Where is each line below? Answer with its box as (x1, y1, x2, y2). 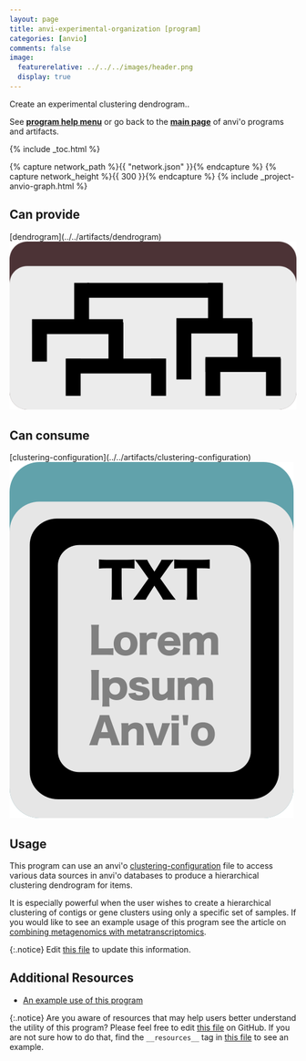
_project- (260, 170, 295, 181)
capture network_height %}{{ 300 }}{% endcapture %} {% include (9, 170, 259, 181)
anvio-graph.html (9, 180, 75, 191)
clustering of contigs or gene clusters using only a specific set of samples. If (9, 907, 297, 918)
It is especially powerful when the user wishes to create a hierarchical (9, 897, 271, 908)
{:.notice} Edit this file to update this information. (9, 943, 191, 954)
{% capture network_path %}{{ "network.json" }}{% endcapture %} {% (9, 160, 277, 172)
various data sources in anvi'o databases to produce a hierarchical (9, 870, 260, 881)
